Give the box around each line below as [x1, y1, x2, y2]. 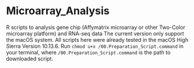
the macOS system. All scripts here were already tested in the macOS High [6, 36, 189, 43]
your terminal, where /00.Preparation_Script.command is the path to [6, 48, 171, 56]
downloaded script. [6, 55, 53, 62]
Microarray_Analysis [6, 4, 110, 18]
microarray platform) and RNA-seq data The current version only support [6, 30, 185, 37]
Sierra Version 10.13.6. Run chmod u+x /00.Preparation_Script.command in [6, 43, 184, 50]
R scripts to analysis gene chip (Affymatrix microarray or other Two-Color [6, 24, 185, 31]
